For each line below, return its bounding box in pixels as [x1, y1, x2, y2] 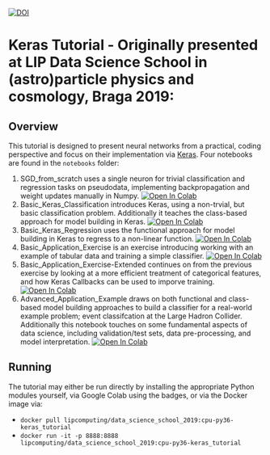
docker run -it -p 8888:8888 [19, 432, 119, 440]
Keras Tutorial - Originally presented [8, 36, 259, 54]
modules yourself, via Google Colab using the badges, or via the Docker [8, 390, 248, 400]
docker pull [19, 416, 61, 424]
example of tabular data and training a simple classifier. [19, 251, 205, 260]
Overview [8, 120, 59, 133]
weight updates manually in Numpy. [19, 191, 140, 200]
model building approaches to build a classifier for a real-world [43, 303, 253, 312]
